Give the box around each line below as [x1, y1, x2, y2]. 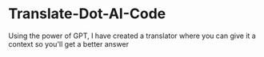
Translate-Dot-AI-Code [8, 5, 166, 23]
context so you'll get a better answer [8, 39, 130, 48]
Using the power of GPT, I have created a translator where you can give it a [8, 31, 256, 40]
